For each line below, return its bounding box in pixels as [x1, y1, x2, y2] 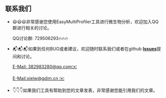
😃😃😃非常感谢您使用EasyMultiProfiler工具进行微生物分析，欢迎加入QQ [12, 19, 159, 25]
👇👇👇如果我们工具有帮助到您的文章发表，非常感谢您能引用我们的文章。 [12, 87, 158, 93]
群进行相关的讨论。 [12, 25, 52, 31]
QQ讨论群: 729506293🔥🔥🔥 [12, 35, 68, 41]
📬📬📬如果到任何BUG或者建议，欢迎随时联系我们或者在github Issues [12, 46, 157, 52]
